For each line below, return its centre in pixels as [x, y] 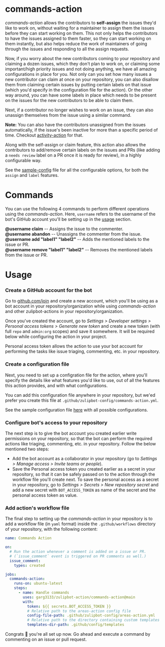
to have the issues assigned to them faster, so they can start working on [78, 38]
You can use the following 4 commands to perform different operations [77, 208]
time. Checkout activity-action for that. [44, 135]
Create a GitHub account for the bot [49, 290]
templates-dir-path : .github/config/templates [76, 625]
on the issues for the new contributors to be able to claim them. [69, 100]
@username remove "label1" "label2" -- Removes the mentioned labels [79, 249]
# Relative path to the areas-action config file [79, 611]
